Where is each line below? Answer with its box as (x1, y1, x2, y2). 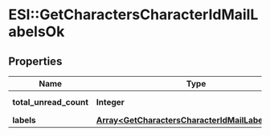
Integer (96, 97, 125, 107)
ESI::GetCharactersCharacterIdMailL (8, 6, 259, 24)
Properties (8, 54, 63, 68)
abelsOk (8, 22, 65, 41)
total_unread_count (12, 97, 89, 107)
